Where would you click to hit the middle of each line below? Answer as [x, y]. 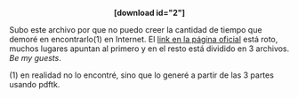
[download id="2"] [149, 13]
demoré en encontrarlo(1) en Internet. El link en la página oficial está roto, [144, 39]
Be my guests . [36, 58]
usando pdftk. [35, 84]
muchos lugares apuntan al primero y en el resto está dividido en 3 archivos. [149, 49]
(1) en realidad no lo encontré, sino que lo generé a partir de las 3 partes [141, 75]
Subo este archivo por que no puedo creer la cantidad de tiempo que [136, 30]
